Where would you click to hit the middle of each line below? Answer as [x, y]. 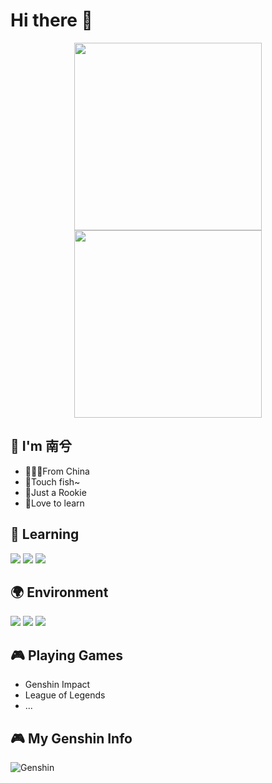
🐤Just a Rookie [55, 492]
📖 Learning [45, 534]
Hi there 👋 [51, 20]
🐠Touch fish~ [52, 481]
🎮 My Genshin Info [71, 738]
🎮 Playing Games [67, 655]
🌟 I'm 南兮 [41, 446]
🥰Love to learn [54, 503]
